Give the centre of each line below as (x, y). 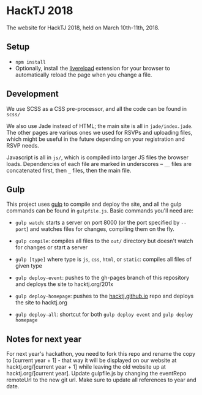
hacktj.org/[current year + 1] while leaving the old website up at (86, 367)
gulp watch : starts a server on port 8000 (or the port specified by (97, 223)
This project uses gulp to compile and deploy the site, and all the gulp (94, 204)
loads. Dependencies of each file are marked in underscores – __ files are (99, 164)
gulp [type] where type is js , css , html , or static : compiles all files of (103, 259)
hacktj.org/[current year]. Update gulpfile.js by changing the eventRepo (96, 374)
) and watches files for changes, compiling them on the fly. (100, 229)
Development (33, 94)
